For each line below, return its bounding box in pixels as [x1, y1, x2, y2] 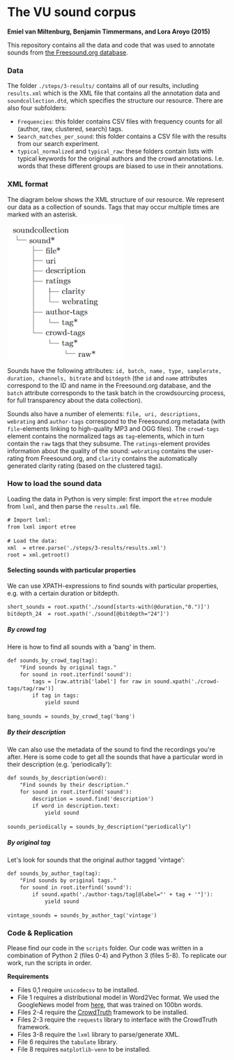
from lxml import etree [7, 523, 77, 531]
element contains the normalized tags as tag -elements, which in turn [7, 432, 205, 440]
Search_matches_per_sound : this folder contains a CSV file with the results [17, 132, 227, 140]
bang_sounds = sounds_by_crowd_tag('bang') [7, 713, 136, 720]
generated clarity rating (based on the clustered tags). [7, 462, 163, 470]
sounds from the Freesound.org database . [7, 48, 129, 57]
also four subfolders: [7, 104, 67, 112]
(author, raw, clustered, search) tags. [17, 125, 124, 133]
